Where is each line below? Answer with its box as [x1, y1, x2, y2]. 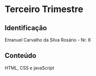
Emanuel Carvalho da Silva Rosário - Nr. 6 [4, 37, 91, 43]
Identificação [4, 24, 47, 32]
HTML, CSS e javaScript [4, 64, 54, 71]
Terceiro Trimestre [4, 4, 83, 15]
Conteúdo [4, 51, 36, 60]
